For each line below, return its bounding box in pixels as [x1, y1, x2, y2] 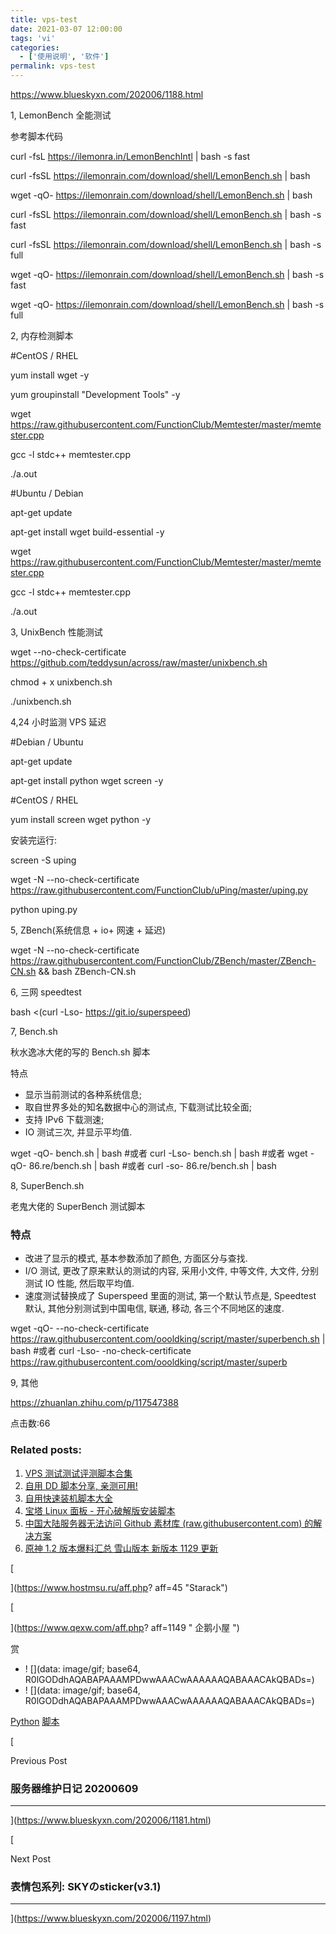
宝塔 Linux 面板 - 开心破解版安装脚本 [24, 1504, 176, 1516]
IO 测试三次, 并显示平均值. [24, 1126, 133, 1138]
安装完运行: [10, 834, 58, 846]
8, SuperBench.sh [10, 1180, 85, 1191]
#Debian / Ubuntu [10, 736, 84, 748]
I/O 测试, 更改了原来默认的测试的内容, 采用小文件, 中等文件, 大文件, [24, 1265, 300, 1277]
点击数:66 [10, 1417, 51, 1430]
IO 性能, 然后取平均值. [44, 1277, 135, 1290]
